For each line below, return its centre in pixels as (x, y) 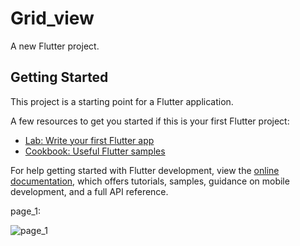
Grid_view (52, 18)
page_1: (25, 211)
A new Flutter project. (55, 46)
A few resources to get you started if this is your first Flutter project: (150, 121)
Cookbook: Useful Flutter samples (95, 151)
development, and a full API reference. (89, 191)
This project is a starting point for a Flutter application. (122, 101)
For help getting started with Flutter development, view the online (145, 170)
